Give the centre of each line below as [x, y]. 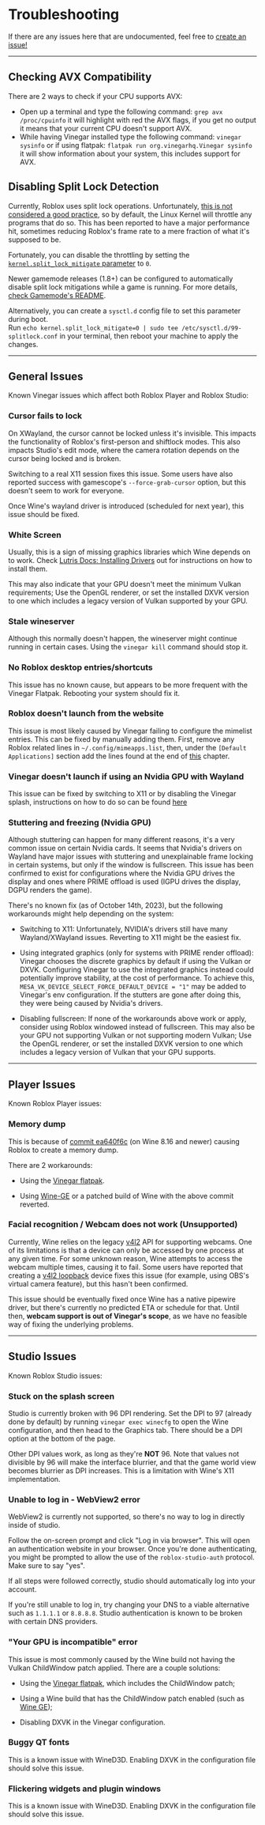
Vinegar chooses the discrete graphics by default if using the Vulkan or [135, 962]
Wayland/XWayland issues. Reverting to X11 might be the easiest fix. [131, 938]
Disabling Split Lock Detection [84, 187]
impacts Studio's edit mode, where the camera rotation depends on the [124, 450]
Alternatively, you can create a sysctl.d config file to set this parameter [125, 311]
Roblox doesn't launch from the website [86, 713]
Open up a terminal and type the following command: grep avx [121, 111]
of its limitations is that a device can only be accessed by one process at [126, 1250]
